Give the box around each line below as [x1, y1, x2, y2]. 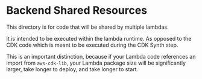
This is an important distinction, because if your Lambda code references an [6, 53, 196, 60]
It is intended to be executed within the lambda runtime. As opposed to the [6, 35, 192, 42]
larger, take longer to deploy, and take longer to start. [6, 65, 139, 72]
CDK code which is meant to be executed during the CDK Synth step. [6, 41, 178, 48]
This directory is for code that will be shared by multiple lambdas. [6, 23, 169, 31]
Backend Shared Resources [6, 4, 148, 17]
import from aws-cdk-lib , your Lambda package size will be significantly [6, 59, 186, 66]
